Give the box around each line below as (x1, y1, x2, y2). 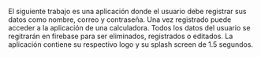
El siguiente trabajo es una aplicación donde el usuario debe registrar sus (8, 7, 247, 16)
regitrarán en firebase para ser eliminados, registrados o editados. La (8, 31, 233, 41)
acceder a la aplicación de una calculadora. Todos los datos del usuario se (8, 23, 251, 32)
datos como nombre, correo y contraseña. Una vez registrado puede (8, 15, 232, 24)
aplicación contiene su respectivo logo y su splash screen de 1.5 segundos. (8, 40, 254, 49)
